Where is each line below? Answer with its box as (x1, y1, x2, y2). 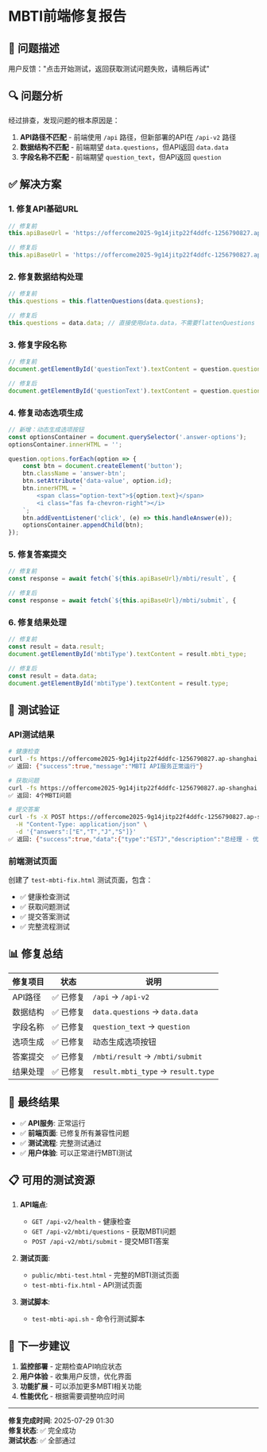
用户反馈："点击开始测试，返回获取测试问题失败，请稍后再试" (8, 64, 211, 73)
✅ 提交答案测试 (19, 912, 70, 921)
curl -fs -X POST (8, 813, 66, 821)
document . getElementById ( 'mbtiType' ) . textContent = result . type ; (8, 679, 229, 687)
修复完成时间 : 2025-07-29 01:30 (8, 1415, 114, 1426)
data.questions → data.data (92, 1006, 199, 1017)
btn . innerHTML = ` (22, 485, 83, 492)
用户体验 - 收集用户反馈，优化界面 (19, 1372, 133, 1381)
